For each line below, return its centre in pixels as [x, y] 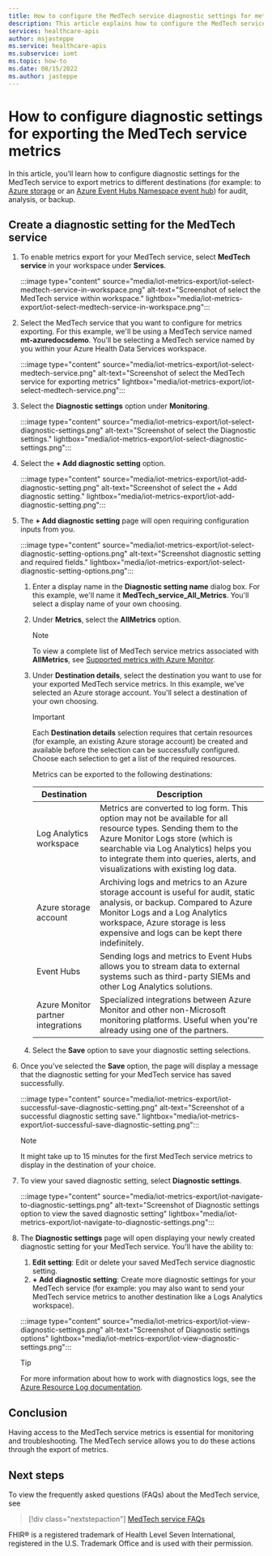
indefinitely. [122, 943]
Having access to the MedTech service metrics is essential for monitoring [131, 1433]
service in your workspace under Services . [93, 265]
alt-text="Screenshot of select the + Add [169, 488]
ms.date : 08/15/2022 [43, 69]
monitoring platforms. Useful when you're [178, 1020]
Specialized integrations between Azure [176, 1000]
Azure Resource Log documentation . [81, 1387]
